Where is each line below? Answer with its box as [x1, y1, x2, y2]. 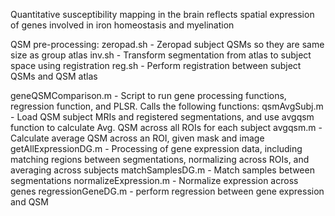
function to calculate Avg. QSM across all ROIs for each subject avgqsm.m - [10, 122, 323, 133]
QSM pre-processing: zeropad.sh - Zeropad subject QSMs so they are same [10, 39, 325, 50]
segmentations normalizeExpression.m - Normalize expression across [10, 175, 299, 186]
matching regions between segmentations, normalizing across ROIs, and [10, 154, 310, 165]
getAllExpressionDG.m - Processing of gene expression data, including [10, 143, 303, 154]
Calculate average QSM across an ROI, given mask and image [10, 132, 265, 144]
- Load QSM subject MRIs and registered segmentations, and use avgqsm [10, 111, 315, 123]
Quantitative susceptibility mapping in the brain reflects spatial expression [10, 9, 315, 20]
